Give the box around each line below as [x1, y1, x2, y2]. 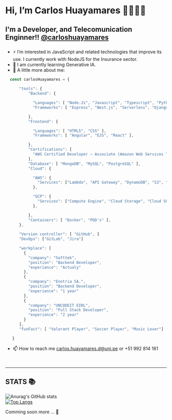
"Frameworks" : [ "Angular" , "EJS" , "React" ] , [32, 133, 134, 138]
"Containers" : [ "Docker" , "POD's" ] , [28, 217, 111, 223]
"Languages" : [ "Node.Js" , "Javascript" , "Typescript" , [32, 100, 155, 105]
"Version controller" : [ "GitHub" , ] [18, 232, 100, 237]
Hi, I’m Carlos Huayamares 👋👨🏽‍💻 [5, 5, 146, 16]
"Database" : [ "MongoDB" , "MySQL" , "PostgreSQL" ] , [28, 161, 141, 166]
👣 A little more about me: [12, 67, 65, 73]
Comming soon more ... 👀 [5, 409, 59, 415]
